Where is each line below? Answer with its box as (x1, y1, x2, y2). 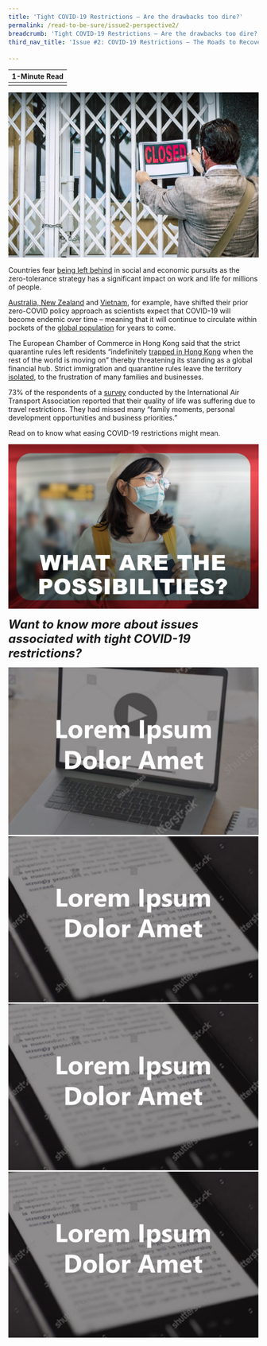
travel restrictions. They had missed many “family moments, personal (8, 405, 235, 414)
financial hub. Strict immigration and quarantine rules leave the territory (8, 364, 242, 374)
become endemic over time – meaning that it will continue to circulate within (8, 315, 257, 324)
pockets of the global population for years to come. (8, 323, 176, 333)
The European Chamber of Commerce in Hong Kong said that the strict (8, 339, 241, 348)
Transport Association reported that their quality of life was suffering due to (8, 396, 256, 405)
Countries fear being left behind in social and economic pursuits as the (8, 266, 240, 275)
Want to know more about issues (8, 617, 199, 632)
